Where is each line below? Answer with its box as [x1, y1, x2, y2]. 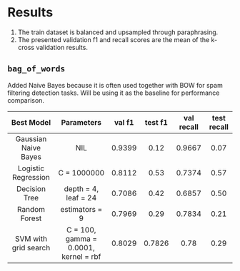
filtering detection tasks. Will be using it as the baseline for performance [7, 88, 220, 97]
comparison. [7, 96, 45, 104]
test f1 [144, 117, 168, 127]
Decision [16, 183, 46, 193]
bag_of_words [7, 63, 66, 74]
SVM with [14, 233, 48, 243]
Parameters [61, 117, 102, 127]
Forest [20, 213, 42, 223]
